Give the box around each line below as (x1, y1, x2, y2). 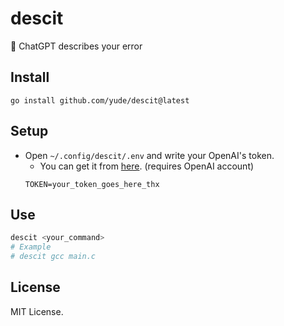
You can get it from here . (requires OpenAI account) (39, 160, 255, 172)
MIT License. (10, 305, 64, 317)
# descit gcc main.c (10, 252, 97, 262)
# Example (10, 242, 52, 252)
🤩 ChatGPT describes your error (10, 40, 143, 52)
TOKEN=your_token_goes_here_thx (24, 179, 160, 189)
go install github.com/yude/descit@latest (10, 95, 190, 106)
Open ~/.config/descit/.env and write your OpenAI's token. (24, 149, 275, 161)
